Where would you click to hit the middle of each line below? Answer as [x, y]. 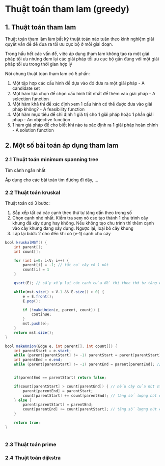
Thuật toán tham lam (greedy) [67, 9]
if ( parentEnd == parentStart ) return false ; [60, 378]
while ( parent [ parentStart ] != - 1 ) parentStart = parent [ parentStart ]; [89, 355]
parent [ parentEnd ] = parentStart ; [58, 391]
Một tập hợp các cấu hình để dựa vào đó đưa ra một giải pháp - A [78, 83]
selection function [30, 99]
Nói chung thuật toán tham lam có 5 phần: [48, 74]
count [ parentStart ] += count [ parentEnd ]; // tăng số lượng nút [90, 396]
